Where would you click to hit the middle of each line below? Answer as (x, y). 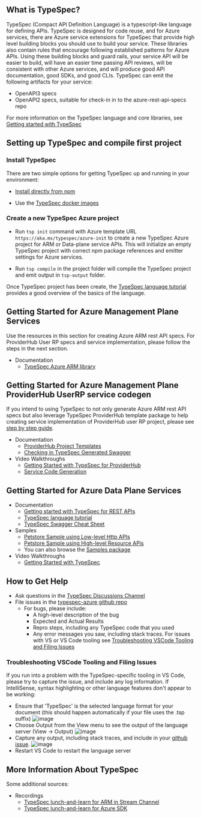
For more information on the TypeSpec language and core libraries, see (94, 118)
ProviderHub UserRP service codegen (79, 395)
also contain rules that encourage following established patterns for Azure (98, 50)
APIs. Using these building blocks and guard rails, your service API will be (97, 56)
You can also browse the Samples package (77, 550)
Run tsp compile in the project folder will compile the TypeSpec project (103, 268)
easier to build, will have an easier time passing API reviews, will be (89, 62)
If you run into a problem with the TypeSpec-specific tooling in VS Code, (96, 675)
